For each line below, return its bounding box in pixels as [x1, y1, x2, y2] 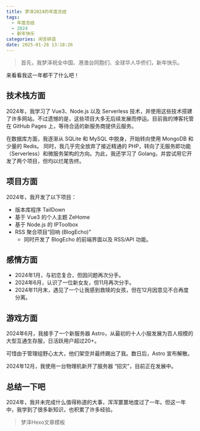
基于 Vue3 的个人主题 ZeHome [14, 213, 90, 221]
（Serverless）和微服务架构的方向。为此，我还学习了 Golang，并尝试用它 [6, 150, 187, 157]
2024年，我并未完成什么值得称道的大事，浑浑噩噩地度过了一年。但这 [6, 398, 176, 405]
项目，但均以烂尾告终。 [26, 157, 85, 164]
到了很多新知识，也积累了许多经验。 [26, 405, 116, 413]
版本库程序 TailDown [14, 206, 65, 213]
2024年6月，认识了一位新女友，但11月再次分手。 [14, 279, 135, 286]
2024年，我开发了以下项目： [6, 193, 77, 200]
